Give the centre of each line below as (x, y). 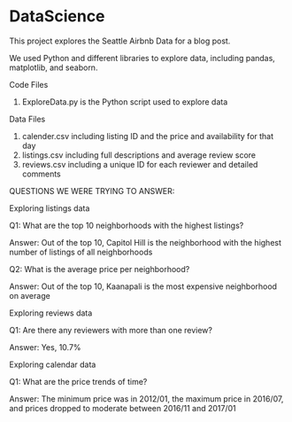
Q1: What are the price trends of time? (78, 381)
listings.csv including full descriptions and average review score (139, 155)
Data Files (27, 119)
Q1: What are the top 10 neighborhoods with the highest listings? (127, 225)
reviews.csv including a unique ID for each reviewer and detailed (140, 164)
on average (30, 295)
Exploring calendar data (53, 364)
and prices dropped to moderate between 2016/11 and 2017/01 (123, 408)
